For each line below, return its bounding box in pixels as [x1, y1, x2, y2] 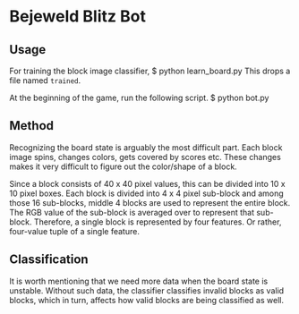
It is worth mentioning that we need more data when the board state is [9, 276, 269, 286]
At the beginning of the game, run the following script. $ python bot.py [9, 92, 269, 103]
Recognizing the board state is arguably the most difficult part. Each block [9, 141, 283, 153]
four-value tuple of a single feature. [9, 225, 141, 236]
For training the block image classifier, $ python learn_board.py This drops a [9, 65, 291, 76]
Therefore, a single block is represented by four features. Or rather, [34, 216, 282, 227]
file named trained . [9, 75, 81, 86]
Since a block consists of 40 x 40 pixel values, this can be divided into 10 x [9, 178, 286, 189]
